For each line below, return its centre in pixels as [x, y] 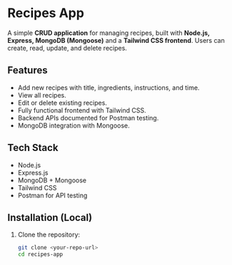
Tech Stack [33, 148]
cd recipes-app [40, 254]
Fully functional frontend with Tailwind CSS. [82, 110]
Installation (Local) [50, 218]
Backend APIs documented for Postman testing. [88, 118]
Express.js [33, 172]
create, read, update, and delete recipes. [67, 48]
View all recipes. [42, 95]
